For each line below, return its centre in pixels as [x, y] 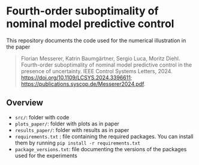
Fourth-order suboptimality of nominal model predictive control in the [106, 65]
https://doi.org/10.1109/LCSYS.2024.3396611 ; [76, 77]
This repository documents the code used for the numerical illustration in [96, 40]
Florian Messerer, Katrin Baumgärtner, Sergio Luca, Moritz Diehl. [100, 58]
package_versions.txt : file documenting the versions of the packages [101, 149]
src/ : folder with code [42, 117]
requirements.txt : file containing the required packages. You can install [104, 136]
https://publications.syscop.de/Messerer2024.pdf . [83, 84]
